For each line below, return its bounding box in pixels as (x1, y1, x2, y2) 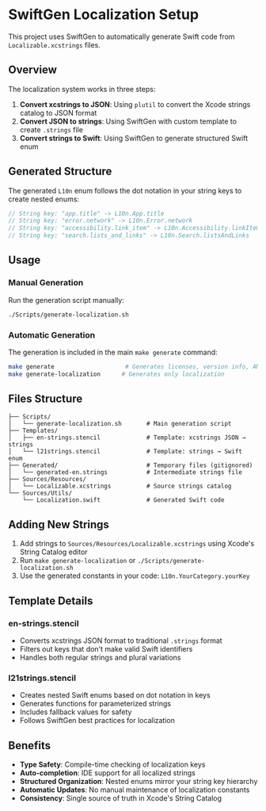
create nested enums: (8, 194, 80, 204)
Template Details (8, 594, 93, 607)
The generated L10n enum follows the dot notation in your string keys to (8, 186, 242, 195)
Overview (8, 63, 58, 77)
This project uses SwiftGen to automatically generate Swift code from (8, 32, 235, 41)
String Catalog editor (19, 547, 89, 557)
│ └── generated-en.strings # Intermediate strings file (8, 469, 243, 476)
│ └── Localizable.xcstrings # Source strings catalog (8, 482, 232, 491)
